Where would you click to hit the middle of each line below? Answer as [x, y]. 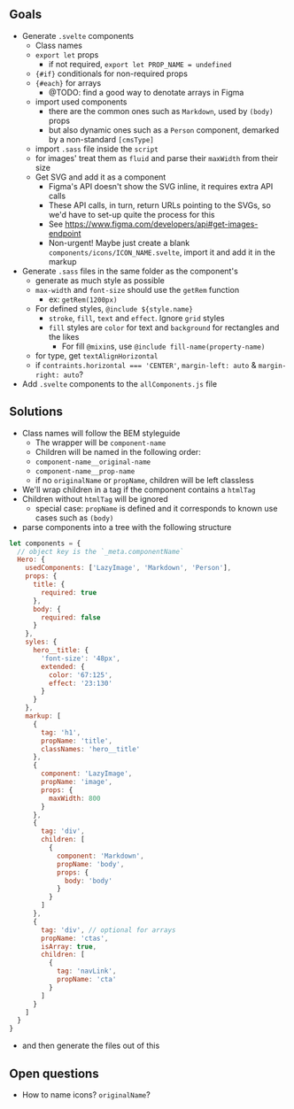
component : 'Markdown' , [100, 856]
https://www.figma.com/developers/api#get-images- [162, 224]
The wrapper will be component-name [101, 443]
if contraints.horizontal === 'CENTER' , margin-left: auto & [146, 365]
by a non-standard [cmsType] [101, 139]
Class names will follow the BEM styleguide [101, 433]
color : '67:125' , [81, 675]
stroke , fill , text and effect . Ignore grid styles [136, 318]
